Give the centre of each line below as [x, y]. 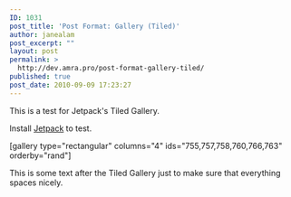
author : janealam [42, 34]
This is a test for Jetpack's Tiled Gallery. [85, 110]
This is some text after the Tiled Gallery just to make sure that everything [145, 173]
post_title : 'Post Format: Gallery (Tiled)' [95, 26]
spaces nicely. [36, 183]
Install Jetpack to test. [51, 128]
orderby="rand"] [40, 155]
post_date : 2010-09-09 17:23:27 [70, 85]
